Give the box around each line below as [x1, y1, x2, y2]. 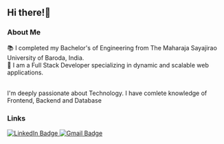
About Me [7, 28, 41, 37]
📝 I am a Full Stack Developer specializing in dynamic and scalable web [7, 61, 210, 69]
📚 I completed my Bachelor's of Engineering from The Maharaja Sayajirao [7, 43, 218, 52]
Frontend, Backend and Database [7, 96, 102, 104]
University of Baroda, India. [7, 53, 85, 62]
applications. [7, 68, 43, 76]
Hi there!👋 [7, 7, 52, 19]
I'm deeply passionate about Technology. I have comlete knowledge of [7, 89, 208, 97]
